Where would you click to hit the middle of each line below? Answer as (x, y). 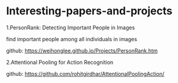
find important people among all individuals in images (72, 39)
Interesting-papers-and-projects (89, 11)
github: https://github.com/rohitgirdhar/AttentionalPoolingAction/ (85, 73)
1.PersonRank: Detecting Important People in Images (71, 27)
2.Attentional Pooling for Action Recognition (60, 62)
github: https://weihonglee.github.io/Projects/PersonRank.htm (82, 50)
